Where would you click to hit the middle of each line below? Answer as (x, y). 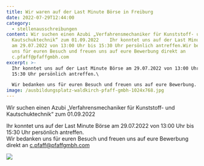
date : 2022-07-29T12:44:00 (40, 18)
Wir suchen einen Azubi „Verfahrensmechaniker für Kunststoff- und (90, 108)
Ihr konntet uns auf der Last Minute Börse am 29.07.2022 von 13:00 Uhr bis (100, 126)
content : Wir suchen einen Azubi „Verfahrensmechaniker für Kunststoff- (100, 35)
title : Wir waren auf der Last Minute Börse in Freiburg (80, 12)
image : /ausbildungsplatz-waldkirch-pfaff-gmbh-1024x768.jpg (85, 91)
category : (19, 23)
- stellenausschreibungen (45, 29)
